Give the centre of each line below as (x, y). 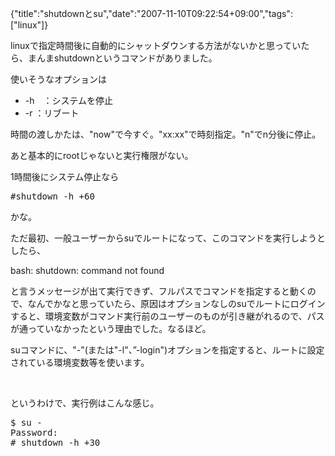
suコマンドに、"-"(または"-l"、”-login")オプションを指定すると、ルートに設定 (167, 350)
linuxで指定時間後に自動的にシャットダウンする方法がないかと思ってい (156, 45)
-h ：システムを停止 (69, 100)
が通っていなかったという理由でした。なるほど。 (111, 328)
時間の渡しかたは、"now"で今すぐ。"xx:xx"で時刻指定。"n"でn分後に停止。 (166, 134)
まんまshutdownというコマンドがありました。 (122, 58)
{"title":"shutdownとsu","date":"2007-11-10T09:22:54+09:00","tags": (151, 13)
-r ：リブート (52, 113)
